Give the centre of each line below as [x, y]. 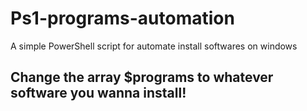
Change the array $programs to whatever [142, 77]
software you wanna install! [98, 93]
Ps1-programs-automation [122, 18]
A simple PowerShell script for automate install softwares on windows [154, 46]
